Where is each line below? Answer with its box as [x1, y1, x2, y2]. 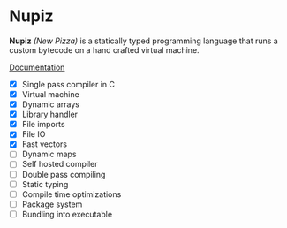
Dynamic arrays [21, 99, 80, 110]
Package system [21, 199, 83, 209]
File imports [21, 119, 65, 130]
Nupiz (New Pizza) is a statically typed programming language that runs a [9, 35, 278, 46]
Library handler [21, 109, 78, 120]
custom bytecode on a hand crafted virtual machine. [9, 44, 200, 55]
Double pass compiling [21, 169, 106, 179]
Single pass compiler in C [21, 79, 115, 89]
